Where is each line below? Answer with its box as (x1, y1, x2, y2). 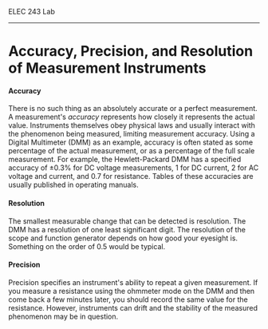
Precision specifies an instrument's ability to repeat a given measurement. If (8, 277, 258, 287)
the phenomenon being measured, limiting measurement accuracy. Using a (8, 129, 255, 139)
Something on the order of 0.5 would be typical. (8, 241, 166, 251)
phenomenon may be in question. (8, 311, 119, 321)
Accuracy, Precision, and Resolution (8, 42, 254, 61)
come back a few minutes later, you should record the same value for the (8, 295, 249, 304)
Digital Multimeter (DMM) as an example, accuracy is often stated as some (8, 137, 254, 147)
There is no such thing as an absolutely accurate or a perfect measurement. (8, 104, 258, 113)
